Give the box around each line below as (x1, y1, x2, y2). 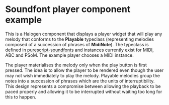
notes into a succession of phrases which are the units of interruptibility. (5, 78, 155, 84)
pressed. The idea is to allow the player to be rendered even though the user (5, 67, 164, 73)
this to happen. (5, 94, 37, 100)
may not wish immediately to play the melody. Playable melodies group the (5, 72, 160, 78)
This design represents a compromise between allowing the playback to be (5, 83, 161, 89)
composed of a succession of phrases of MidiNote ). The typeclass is (5, 41, 149, 47)
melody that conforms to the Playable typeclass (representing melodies (5, 36, 154, 42)
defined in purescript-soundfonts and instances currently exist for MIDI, (5, 47, 154, 53)
